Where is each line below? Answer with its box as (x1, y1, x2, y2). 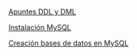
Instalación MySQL (8, 23, 71, 32)
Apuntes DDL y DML (8, 7, 77, 16)
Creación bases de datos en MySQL (8, 38, 129, 48)
